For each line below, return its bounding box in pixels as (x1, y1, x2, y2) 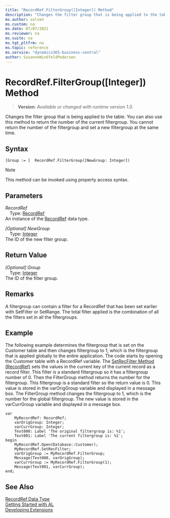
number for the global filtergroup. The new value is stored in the (5, 396, 139, 402)
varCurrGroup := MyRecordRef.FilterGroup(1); (14, 460, 112, 465)
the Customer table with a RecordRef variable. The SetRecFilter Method (5, 358, 154, 364)
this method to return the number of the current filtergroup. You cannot (5, 119, 153, 125)
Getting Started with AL (5, 501, 54, 507)
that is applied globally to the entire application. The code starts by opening (5, 353, 163, 359)
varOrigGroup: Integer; (14, 420, 65, 425)
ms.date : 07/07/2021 (5, 26, 49, 31)
